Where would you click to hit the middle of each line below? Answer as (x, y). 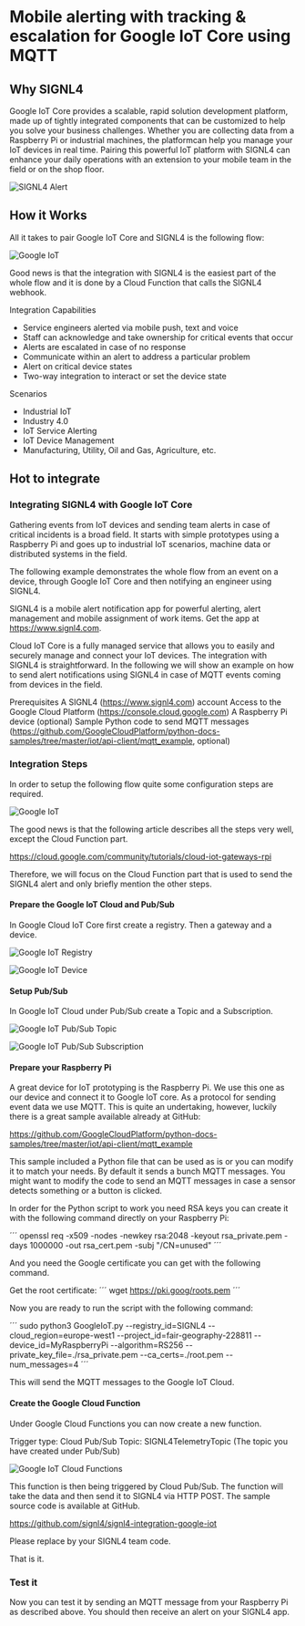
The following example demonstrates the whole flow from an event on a (144, 571)
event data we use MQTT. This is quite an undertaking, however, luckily (143, 1107)
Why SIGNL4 (46, 89)
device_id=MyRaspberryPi (59, 1345)
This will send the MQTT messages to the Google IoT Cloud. (122, 1383)
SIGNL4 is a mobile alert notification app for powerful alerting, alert (135, 608)
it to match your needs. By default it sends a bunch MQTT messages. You (147, 1171)
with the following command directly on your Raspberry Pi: (119, 1218)
